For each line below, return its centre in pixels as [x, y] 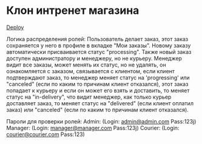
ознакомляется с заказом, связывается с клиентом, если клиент [90, 71]
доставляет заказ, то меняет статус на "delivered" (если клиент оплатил [100, 103]
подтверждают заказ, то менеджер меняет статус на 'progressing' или [98, 77]
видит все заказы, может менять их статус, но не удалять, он [86, 65]
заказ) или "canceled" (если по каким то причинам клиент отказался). [98, 110]
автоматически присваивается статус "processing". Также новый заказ [99, 51]
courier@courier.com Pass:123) [45, 134]
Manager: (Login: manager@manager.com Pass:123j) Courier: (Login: [93, 128]
